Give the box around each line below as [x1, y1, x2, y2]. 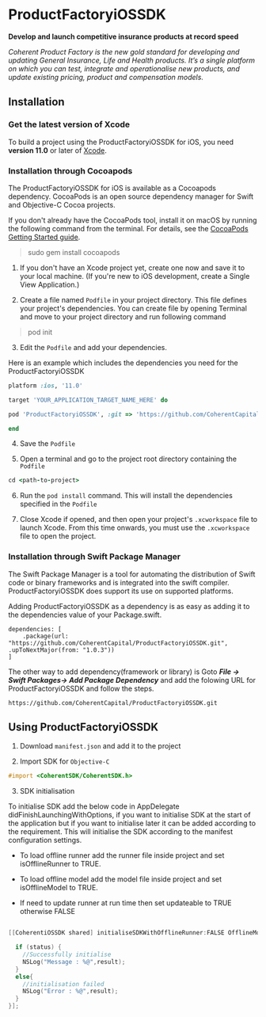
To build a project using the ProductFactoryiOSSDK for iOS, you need [8, 137, 234, 147]
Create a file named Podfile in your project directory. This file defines [19, 295, 247, 304]
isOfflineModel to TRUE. [19, 883, 99, 893]
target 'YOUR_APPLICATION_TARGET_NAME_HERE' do [8, 396, 169, 404]
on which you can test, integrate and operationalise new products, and [8, 63, 240, 73]
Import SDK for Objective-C [19, 756, 110, 766]
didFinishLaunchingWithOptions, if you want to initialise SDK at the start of [8, 810, 251, 820]
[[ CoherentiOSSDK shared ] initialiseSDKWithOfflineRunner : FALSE [8, 929, 225, 937]
